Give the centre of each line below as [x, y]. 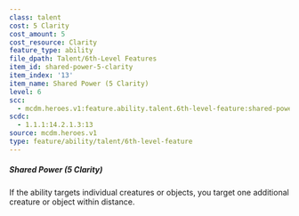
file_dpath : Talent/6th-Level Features [83, 59]
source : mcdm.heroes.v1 [53, 133]
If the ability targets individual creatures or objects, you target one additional [149, 192]
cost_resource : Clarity [53, 42]
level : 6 [25, 92]
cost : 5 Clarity [39, 26]
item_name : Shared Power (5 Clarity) [79, 84]
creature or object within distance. [72, 202]
